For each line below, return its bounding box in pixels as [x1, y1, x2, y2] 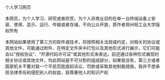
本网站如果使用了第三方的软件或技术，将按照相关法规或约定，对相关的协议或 [5, 39, 160, 45]
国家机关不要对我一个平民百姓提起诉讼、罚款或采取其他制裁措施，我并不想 [5, 63, 156, 69]
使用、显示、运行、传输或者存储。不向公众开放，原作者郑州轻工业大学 [13, 21, 156, 27]
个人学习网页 [5, 4, 31, 10]
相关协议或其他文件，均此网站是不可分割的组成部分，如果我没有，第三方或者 [5, 58, 160, 63]
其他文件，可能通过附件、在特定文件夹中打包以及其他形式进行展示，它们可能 [5, 45, 160, 51]
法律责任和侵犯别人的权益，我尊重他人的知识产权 [9, 70, 109, 75]
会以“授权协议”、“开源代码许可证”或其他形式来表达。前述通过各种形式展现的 [5, 51, 159, 57]
